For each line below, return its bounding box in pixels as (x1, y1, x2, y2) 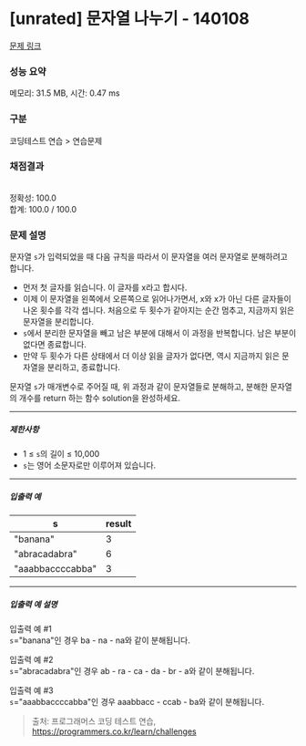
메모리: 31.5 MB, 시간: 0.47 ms (9, 88, 120, 98)
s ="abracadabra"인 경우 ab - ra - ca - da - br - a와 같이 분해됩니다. (9, 666, 255, 677)
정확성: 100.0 (9, 192, 57, 203)
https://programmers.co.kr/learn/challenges (31, 726, 198, 737)
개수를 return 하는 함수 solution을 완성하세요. (18, 393, 180, 404)
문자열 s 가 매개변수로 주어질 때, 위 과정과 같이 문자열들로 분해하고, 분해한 (9, 381, 269, 392)
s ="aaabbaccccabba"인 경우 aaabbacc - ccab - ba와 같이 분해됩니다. (9, 697, 265, 708)
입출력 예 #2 (9, 654, 54, 666)
